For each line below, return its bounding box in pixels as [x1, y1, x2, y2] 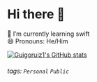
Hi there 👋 [7, 6, 65, 22]
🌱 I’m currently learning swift [7, 29, 90, 38]
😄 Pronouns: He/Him [7, 36, 68, 45]
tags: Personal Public [7, 67, 70, 75]
